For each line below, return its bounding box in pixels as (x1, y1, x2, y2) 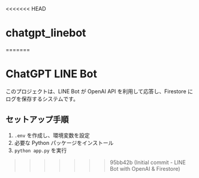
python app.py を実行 (14, 147, 67, 154)
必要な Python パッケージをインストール (14, 139, 114, 146)
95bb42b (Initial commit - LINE (110, 159, 186, 166)
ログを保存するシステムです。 (5, 95, 79, 102)
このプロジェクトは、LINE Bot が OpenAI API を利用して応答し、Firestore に (5, 87, 193, 95)
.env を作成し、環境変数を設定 (14, 132, 91, 139)
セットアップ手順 (5, 114, 69, 125)
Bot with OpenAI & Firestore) (110, 165, 180, 172)
